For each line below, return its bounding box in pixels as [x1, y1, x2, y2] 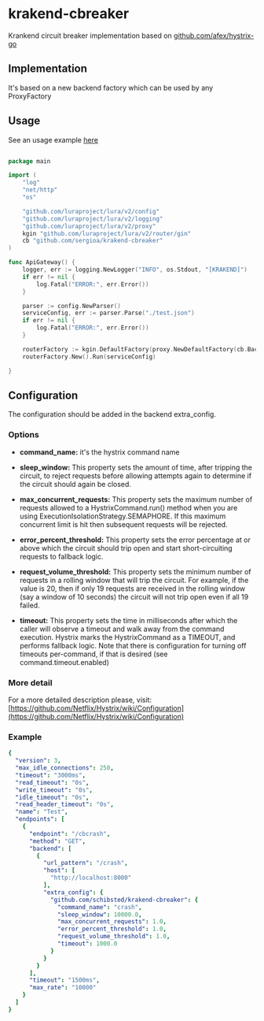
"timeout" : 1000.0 [57, 940, 118, 948]
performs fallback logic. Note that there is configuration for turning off [19, 640, 247, 650]
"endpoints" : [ [15, 815, 65, 823]
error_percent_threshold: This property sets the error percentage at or [19, 535, 251, 544]
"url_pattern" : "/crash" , [42, 859, 128, 867]
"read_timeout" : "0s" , [15, 778, 90, 786]
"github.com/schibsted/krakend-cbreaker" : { [49, 896, 199, 904]
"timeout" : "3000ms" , [15, 771, 86, 779]
